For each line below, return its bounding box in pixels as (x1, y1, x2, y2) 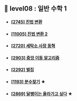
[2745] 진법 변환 (11, 19, 42, 25)
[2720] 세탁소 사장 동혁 (11, 43, 55, 49)
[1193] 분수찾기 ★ (11, 79, 46, 85)
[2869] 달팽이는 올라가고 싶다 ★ (11, 91, 73, 97)
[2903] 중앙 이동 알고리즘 (11, 55, 60, 60)
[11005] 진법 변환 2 (11, 31, 48, 37)
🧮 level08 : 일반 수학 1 (4, 4, 67, 13)
